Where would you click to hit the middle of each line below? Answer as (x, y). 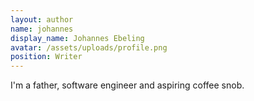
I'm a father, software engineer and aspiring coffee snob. (127, 85)
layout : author (42, 19)
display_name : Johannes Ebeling (77, 38)
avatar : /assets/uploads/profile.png (89, 47)
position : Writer (46, 57)
